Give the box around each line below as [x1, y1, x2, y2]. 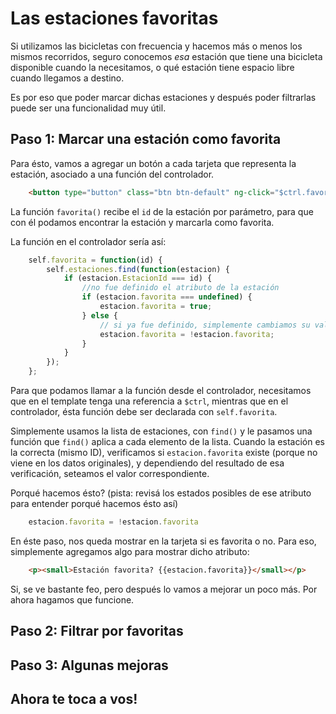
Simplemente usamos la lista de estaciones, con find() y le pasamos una [10, 425, 313, 437]
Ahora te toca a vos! [10, 690, 138, 707]
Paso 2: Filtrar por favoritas [10, 623, 184, 640]
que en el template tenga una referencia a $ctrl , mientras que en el [10, 395, 289, 407]
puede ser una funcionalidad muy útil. [10, 102, 167, 114]
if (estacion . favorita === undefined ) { [81, 292, 253, 302]
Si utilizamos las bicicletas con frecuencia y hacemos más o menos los [10, 40, 303, 52]
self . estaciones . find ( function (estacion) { [46, 264, 230, 274]
